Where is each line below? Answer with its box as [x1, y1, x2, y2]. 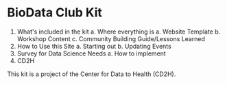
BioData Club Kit [7, 5, 103, 21]
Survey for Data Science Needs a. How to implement [16, 49, 166, 58]
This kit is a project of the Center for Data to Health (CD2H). [7, 70, 176, 78]
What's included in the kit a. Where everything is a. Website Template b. [16, 27, 221, 36]
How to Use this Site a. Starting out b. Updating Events [16, 42, 171, 50]
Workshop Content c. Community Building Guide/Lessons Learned [16, 34, 206, 42]
